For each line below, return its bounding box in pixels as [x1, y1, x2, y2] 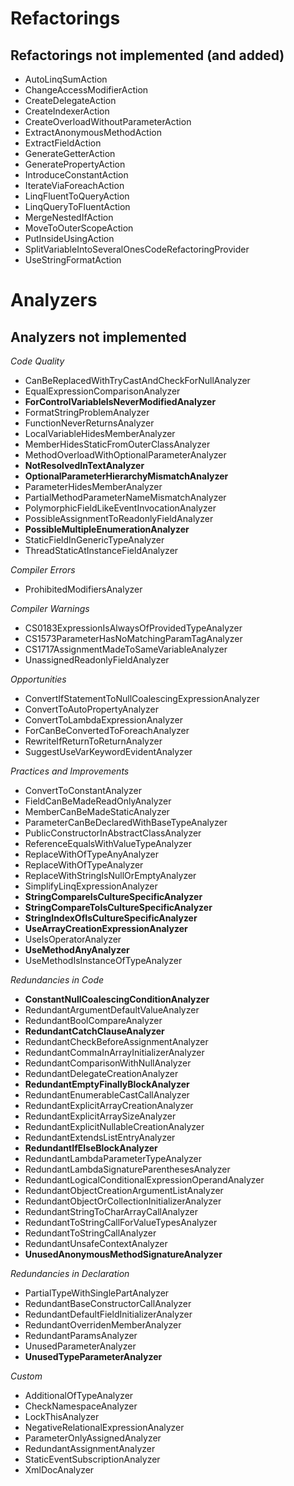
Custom [10, 1370, 43, 1382]
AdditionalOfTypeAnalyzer [24, 1390, 134, 1401]
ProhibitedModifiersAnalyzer [24, 583, 143, 595]
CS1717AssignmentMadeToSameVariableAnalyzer [24, 643, 228, 655]
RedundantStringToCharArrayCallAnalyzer [24, 1206, 198, 1217]
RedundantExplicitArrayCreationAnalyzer [24, 1100, 194, 1111]
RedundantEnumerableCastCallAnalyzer [24, 1089, 190, 1101]
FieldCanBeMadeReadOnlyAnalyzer [24, 795, 172, 807]
